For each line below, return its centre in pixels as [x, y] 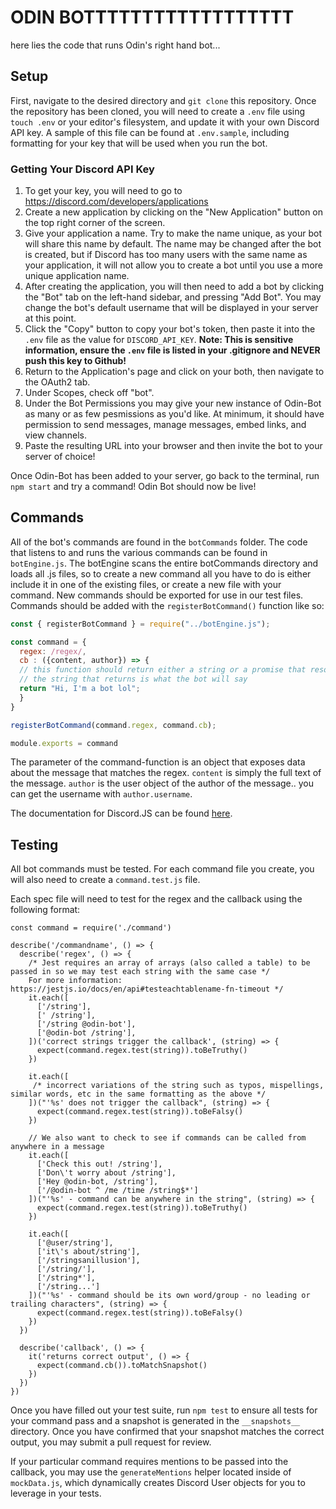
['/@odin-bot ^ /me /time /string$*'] [117, 1191]
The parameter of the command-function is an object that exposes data [158, 762]
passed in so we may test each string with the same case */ [140, 972]
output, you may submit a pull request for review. [111, 1442]
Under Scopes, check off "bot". [89, 393]
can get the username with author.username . [101, 794]
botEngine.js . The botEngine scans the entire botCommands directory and [164, 563]
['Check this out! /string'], [99, 1164]
